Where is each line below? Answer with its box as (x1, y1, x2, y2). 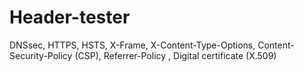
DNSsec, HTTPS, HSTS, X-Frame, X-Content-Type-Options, (9, 39, 256, 51)
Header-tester (9, 6, 131, 29)
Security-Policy (9, 49, 73, 61)
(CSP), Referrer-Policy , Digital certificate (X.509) (74, 49, 277, 61)
